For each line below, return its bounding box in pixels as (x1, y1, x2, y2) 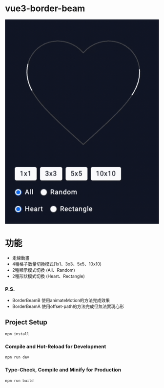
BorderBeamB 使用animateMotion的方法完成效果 (12, 298, 110, 303)
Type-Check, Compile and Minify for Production (5, 366, 122, 373)
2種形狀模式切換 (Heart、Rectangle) (12, 273, 85, 279)
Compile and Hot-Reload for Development (5, 343, 106, 350)
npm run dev (5, 355, 29, 360)
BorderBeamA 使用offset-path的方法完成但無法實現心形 (12, 303, 124, 309)
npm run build (5, 378, 34, 383)
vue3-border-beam (5, 3, 85, 14)
